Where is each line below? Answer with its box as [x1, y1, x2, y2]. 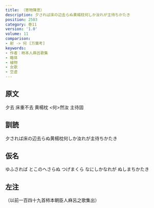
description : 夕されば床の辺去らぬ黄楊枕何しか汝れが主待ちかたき [5, 12, 130, 17]
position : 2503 [5, 17, 38, 22]
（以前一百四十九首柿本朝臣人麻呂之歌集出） [5, 197, 100, 203]
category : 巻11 [5, 22, 37, 27]
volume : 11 [5, 31, 29, 36]
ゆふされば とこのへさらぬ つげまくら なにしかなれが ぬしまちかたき [5, 166, 149, 172]
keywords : [5, 46, 27, 51]
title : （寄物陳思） [5, 7, 45, 13]
